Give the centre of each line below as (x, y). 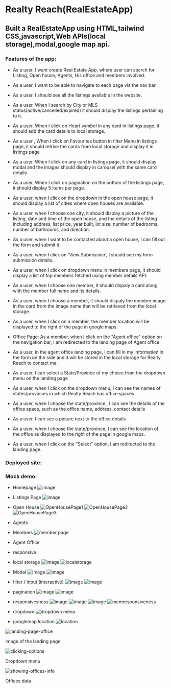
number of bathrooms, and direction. (51, 229)
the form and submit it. (36, 245)
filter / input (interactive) (38, 582)
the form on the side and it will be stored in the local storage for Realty (87, 357)
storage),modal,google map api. (57, 44)
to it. (17, 115)
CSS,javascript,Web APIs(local (56, 36)
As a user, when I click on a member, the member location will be (81, 321)
